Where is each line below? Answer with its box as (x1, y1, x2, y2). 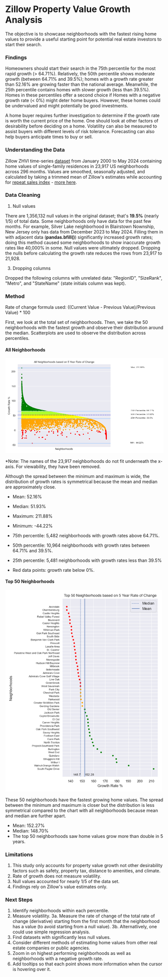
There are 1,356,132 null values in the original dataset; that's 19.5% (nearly (5, 212, 159, 219)
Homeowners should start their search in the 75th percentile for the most (5, 65, 156, 71)
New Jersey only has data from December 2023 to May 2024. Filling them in (5, 228, 163, 234)
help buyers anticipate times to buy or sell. (5, 134, 93, 140)
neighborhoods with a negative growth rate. (12, 955, 103, 962)
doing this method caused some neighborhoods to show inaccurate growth (5, 239, 161, 246)
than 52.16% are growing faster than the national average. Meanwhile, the (5, 81, 157, 87)
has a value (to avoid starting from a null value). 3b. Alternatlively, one (12, 924, 157, 930)
